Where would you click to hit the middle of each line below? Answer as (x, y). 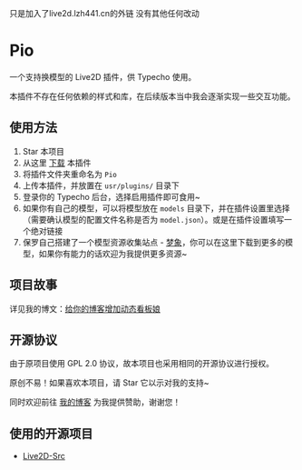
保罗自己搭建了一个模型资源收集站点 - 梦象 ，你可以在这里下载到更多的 (154, 242)
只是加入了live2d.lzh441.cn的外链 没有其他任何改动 (104, 13)
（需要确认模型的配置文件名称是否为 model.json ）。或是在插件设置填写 (153, 219)
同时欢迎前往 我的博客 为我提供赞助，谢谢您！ (95, 402)
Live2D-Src (44, 456)
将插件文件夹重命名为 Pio (70, 174)
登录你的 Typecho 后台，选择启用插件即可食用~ (112, 196)
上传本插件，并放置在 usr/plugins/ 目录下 (101, 185)
